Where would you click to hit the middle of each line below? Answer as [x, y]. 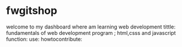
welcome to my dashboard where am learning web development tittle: [91, 27]
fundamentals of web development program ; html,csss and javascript [91, 32]
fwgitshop [32, 11]
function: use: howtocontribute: [44, 39]
